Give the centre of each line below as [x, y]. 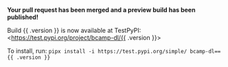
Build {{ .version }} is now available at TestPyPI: [74, 30]
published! [23, 17]
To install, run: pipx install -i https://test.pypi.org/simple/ [97, 51]
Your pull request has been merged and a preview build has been [101, 10]
